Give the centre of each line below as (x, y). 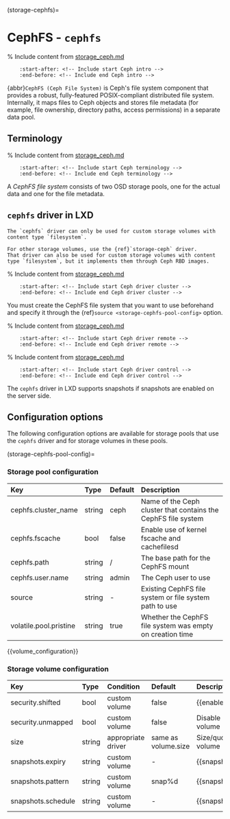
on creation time (167, 634)
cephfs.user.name (40, 578)
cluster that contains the (180, 510)
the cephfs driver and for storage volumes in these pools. (87, 441)
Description (160, 490)
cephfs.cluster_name (44, 510)
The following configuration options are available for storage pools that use (113, 434)
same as (165, 737)
